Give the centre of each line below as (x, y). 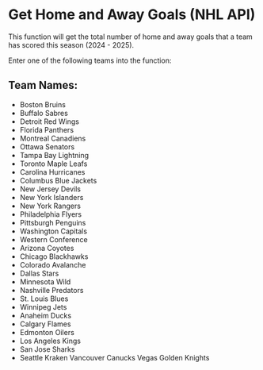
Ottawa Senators (47, 146)
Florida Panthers (46, 129)
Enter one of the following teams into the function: (90, 60)
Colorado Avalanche (53, 264)
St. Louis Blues (44, 299)
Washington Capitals (53, 231)
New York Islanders (51, 197)
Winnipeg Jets (43, 306)
